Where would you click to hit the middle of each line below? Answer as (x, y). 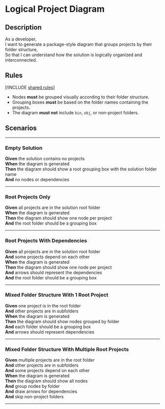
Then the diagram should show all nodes (46, 381)
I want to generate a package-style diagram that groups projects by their (79, 44)
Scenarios (21, 128)
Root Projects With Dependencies (46, 241)
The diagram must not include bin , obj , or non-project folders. (75, 112)
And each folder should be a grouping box (48, 327)
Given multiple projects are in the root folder (50, 360)
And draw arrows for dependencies (41, 392)
